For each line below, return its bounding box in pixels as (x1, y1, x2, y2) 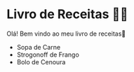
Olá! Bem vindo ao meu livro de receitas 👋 (6, 29, 126, 38)
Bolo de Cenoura (16, 57, 66, 66)
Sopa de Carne (16, 43, 61, 51)
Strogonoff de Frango (16, 50, 80, 59)
